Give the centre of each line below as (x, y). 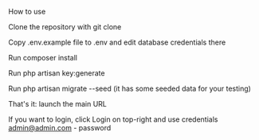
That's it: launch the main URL (58, 104)
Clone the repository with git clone (65, 27)
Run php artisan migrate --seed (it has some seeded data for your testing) (129, 88)
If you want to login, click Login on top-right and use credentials (113, 119)
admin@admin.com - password (60, 128)
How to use (27, 12)
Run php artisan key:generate (57, 73)
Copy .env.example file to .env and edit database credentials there (117, 42)
